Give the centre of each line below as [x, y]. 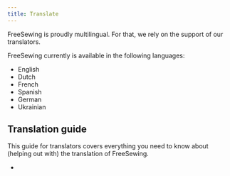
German [30, 99]
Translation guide [47, 130]
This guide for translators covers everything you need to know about [108, 146]
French [28, 84]
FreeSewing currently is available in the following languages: [96, 55]
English [28, 69]
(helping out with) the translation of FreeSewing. [78, 154]
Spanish [30, 92]
